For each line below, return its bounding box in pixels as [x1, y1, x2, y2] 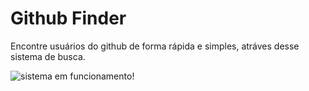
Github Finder [10, 7, 127, 30]
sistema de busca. [10, 50, 86, 62]
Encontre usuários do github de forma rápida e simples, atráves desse [10, 40, 300, 52]
